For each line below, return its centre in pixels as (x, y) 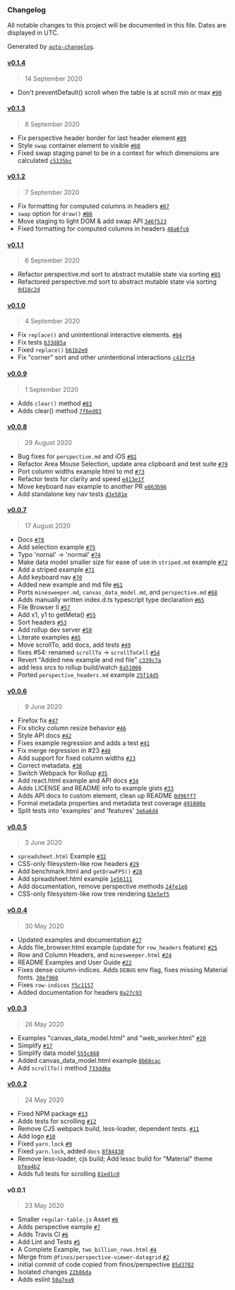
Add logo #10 (36, 1136)
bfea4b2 (29, 1167)
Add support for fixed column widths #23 (77, 758)
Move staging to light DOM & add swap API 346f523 (92, 221)
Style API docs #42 (44, 736)
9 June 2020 (43, 707)
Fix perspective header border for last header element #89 (102, 138)
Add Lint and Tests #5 (49, 1242)
